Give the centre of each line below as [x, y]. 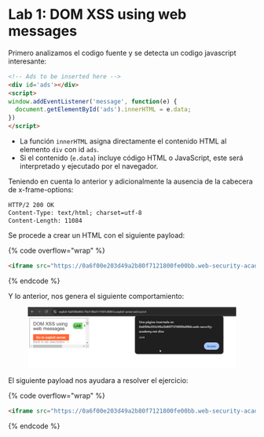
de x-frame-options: [41, 190]
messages [42, 31]
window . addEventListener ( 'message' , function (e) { [93, 101]
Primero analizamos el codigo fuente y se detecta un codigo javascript [122, 53]
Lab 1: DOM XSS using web [97, 15]
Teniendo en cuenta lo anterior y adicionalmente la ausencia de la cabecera [130, 181]
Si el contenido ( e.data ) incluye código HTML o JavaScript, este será [131, 158]
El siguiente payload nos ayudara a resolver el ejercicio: [98, 380]
